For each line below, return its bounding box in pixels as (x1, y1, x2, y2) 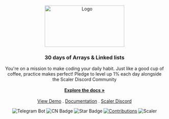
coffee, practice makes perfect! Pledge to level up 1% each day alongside (7, 71, 162, 77)
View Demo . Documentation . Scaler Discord (37, 98, 132, 104)
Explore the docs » (64, 87, 105, 93)
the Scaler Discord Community (52, 77, 117, 83)
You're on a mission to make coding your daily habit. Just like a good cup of (5, 65, 164, 72)
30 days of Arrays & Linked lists (44, 54, 125, 61)
